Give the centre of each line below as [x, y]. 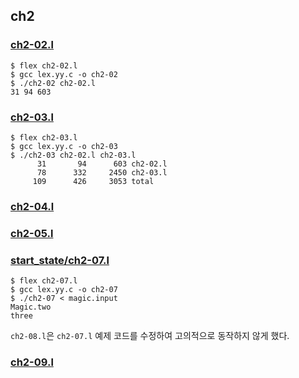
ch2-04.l [32, 206]
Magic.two [31, 307]
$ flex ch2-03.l [44, 137]
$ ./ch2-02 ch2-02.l [53, 83]
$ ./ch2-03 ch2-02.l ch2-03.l [73, 155]
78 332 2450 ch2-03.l [102, 172]
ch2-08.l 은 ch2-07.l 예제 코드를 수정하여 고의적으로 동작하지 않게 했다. [150, 336]
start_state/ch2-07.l [60, 260]
